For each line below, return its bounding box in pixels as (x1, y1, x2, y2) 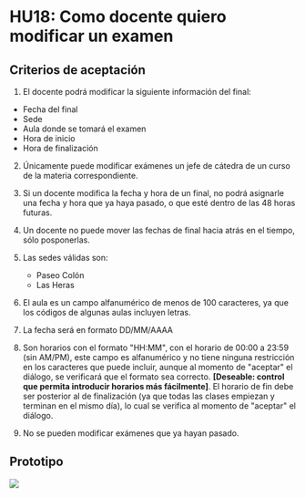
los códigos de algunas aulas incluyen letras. (22, 307, 191, 317)
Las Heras (36, 280, 75, 290)
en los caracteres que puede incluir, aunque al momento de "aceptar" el (22, 362, 293, 372)
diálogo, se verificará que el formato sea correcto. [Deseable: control (22, 371, 285, 382)
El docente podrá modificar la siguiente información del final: (22, 87, 252, 97)
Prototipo (9, 454, 64, 470)
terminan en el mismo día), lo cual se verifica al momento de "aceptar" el (22, 400, 296, 411)
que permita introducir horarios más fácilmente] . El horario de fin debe (22, 381, 294, 391)
